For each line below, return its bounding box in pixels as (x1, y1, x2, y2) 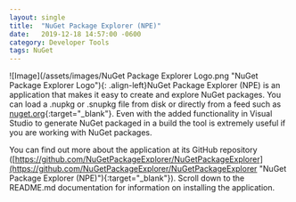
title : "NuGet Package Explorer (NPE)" (9, 21, 162, 30)
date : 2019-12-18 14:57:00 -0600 (9, 29, 142, 38)
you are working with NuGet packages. (9, 127, 153, 138)
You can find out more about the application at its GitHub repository (9, 144, 258, 156)
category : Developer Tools (9, 37, 110, 47)
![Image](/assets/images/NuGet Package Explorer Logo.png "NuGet (9, 70, 259, 81)
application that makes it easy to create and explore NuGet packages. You (9, 90, 282, 101)
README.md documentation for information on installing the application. (9, 182, 275, 193)
